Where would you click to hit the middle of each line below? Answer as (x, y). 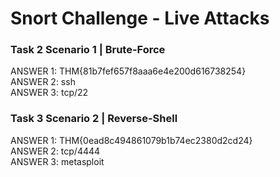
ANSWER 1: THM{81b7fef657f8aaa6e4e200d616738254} (128, 71)
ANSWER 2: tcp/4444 (55, 151)
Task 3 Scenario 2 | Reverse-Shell (94, 119)
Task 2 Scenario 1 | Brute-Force (88, 50)
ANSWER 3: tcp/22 (49, 93)
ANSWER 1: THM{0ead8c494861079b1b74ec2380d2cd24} (131, 140)
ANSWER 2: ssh (43, 82)
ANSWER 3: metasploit (57, 161)
